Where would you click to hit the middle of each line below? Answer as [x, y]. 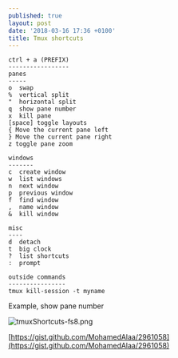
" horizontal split [43, 102]
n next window [34, 186]
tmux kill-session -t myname [57, 292]
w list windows [35, 179]
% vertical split [39, 95]
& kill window [34, 214]
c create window [37, 172]
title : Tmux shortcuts [46, 38]
